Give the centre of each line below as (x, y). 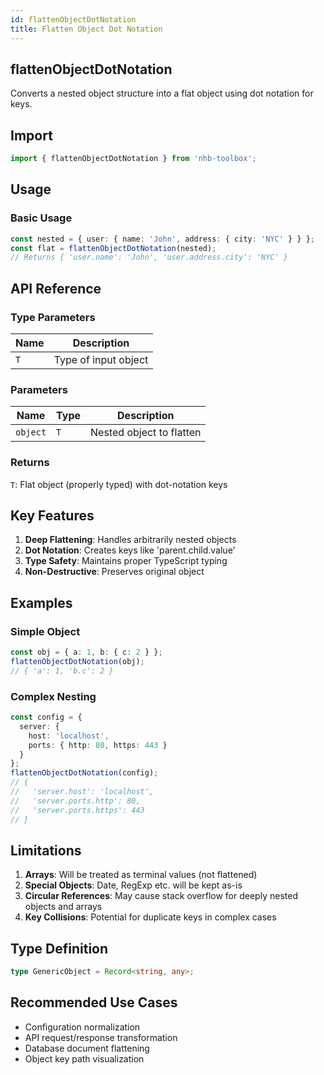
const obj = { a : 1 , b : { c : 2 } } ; (86, 652)
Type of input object (101, 359)
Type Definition (59, 948)
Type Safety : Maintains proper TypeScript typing (126, 561)
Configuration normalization (82, 1027)
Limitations (46, 850)
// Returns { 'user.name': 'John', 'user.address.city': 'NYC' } (149, 257)
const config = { (46, 717)
